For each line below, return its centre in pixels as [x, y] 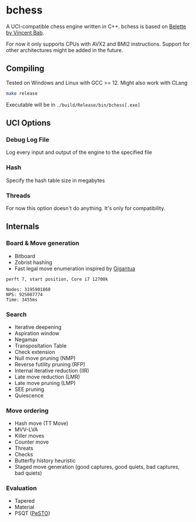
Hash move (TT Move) [41, 423]
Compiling [25, 69]
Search [17, 314]
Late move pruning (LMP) [45, 383]
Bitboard [25, 256]
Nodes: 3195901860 [28, 289]
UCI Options [29, 123]
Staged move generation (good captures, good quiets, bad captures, [97, 467]
